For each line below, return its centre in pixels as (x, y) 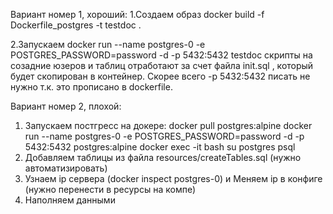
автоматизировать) (66, 168)
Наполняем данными (70, 200)
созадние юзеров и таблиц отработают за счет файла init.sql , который (162, 65)
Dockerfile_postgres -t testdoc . (76, 25)
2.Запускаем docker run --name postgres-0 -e (108, 44)
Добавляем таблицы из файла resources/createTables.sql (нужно (163, 157)
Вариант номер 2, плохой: (66, 106)
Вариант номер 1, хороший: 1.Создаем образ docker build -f (137, 14)
